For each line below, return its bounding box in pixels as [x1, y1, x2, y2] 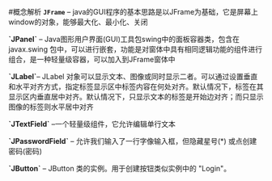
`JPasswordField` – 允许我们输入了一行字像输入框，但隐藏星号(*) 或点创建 [8, 137, 257, 145]
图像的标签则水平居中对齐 [8, 102, 94, 112]
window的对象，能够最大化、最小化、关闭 [8, 17, 148, 27]
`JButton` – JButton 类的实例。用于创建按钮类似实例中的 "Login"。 [8, 164, 232, 173]
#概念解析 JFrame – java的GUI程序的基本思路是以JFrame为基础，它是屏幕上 [8, 7, 259, 16]
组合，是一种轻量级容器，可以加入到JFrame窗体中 [8, 55, 176, 64]
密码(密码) [8, 146, 43, 156]
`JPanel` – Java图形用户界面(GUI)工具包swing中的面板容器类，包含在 [8, 35, 240, 44]
